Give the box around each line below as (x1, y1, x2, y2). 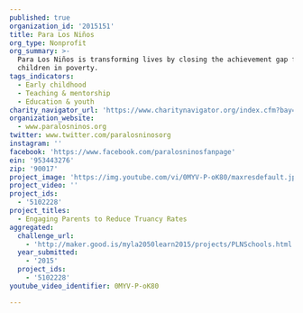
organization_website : (9, 114, 95, 123)
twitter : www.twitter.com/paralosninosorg (9, 131, 171, 140)
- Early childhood (17, 80, 87, 89)
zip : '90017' (9, 164, 59, 173)
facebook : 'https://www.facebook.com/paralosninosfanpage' (9, 147, 236, 156)
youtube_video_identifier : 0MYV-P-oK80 (9, 281, 160, 290)
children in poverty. (17, 64, 99, 73)
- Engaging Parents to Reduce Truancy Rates (17, 214, 188, 224)
